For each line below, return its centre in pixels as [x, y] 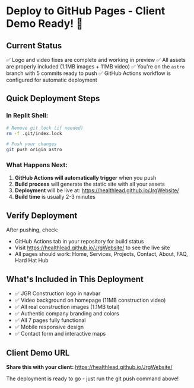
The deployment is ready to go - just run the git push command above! [93, 378]
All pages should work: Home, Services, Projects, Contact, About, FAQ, [101, 254]
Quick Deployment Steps [53, 98]
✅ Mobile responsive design [49, 327]
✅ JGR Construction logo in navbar [58, 293]
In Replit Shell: [27, 115]
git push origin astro [34, 150]
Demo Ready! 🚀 [44, 24]
